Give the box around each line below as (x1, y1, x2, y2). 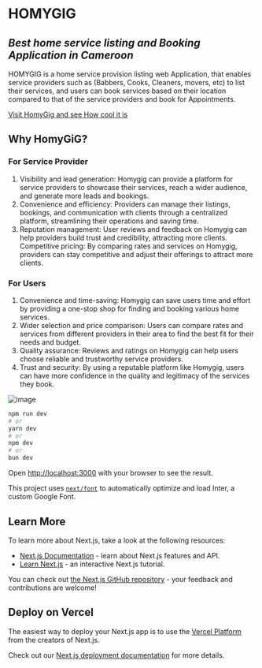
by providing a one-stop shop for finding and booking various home (19, 304, 240, 313)
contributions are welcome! (8, 583, 97, 592)
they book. (19, 379, 55, 389)
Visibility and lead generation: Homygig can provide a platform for (19, 174, 234, 184)
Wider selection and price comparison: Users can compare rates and (19, 320, 244, 330)
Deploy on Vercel (8, 606, 94, 619)
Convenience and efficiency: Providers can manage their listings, (19, 199, 231, 209)
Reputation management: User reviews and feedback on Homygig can (19, 224, 248, 233)
